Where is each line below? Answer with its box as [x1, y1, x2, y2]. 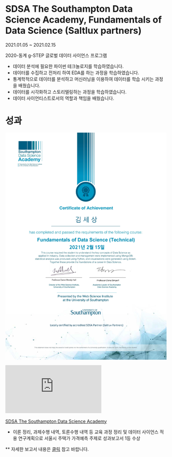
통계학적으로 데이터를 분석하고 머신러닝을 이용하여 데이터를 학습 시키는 [12, 76, 154, 82]
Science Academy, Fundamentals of [5, 14, 162, 26]
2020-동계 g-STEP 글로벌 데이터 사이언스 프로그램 [5, 52, 107, 58]
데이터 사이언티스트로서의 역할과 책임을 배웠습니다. [12, 95, 114, 101]
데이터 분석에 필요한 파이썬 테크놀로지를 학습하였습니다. [12, 63, 124, 69]
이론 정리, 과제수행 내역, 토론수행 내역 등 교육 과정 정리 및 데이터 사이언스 [12, 428, 159, 435]
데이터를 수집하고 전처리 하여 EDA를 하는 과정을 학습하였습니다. [12, 70, 139, 76]
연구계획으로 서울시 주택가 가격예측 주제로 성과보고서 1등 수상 [18, 435, 141, 441]
